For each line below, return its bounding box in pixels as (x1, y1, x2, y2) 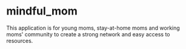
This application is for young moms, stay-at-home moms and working (6, 24, 180, 31)
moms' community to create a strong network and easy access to (6, 30, 170, 38)
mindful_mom (6, 4, 78, 18)
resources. (6, 37, 33, 44)
